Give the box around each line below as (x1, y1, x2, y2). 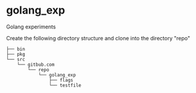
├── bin (6, 46, 26, 52)
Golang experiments (6, 23, 56, 30)
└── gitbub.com (17, 62, 55, 68)
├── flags (48, 77, 73, 83)
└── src (6, 56, 26, 62)
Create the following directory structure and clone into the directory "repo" (6, 34, 190, 41)
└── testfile (48, 82, 82, 88)
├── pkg (6, 51, 26, 57)
